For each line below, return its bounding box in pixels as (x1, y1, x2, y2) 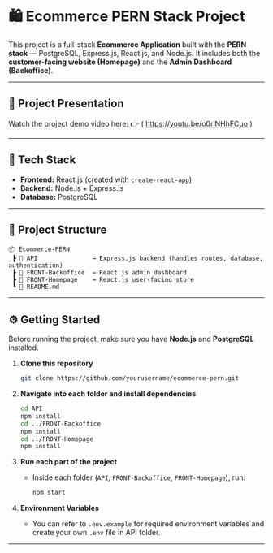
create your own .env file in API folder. (32, 528, 161, 538)
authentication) (8, 261, 63, 270)
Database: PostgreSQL (19, 192, 98, 201)
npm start (32, 489, 67, 497)
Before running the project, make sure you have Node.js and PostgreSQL (8, 335, 254, 344)
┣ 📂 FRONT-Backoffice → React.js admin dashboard (11, 269, 187, 277)
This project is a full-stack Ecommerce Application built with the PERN (8, 39, 247, 50)
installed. (8, 343, 39, 352)
